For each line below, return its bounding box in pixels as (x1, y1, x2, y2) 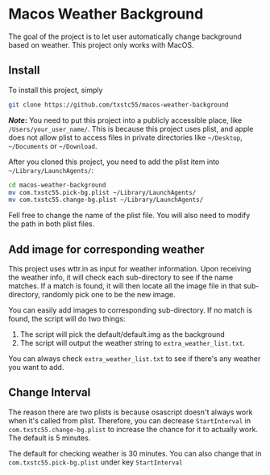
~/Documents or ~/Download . (8, 141, 98, 150)
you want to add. (8, 363, 64, 372)
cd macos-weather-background (8, 181, 106, 189)
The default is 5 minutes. (8, 433, 91, 443)
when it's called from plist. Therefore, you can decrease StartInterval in (8, 415, 251, 425)
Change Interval (8, 385, 91, 400)
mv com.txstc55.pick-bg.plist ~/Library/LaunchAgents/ (8, 188, 197, 196)
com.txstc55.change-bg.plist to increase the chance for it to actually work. (8, 424, 258, 434)
